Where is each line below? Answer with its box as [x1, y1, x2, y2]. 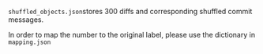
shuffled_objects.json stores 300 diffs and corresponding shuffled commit [8, 7, 253, 16]
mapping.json [8, 38, 51, 46]
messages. [8, 15, 44, 24]
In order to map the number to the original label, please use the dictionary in [8, 31, 255, 39]
